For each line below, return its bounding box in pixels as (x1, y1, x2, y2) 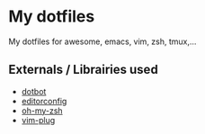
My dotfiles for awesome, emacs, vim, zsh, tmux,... (8, 36, 197, 47)
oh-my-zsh (21, 105, 64, 116)
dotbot (21, 85, 47, 96)
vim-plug (21, 114, 56, 125)
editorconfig (21, 95, 67, 106)
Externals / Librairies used (8, 62, 158, 77)
